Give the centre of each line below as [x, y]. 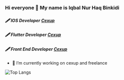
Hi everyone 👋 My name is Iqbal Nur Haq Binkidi [62, 8]
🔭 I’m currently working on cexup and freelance [60, 63]
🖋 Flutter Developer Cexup [33, 35]
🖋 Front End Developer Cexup [36, 49]
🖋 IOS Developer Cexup [30, 20]
